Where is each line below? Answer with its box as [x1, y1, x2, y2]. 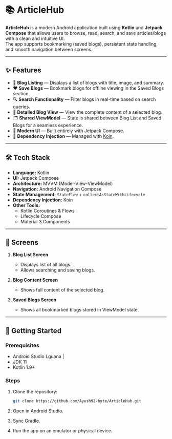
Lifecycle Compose [20, 213, 61, 219]
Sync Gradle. [12, 418, 40, 424]
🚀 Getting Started [5, 326, 62, 335]
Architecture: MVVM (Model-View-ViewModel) [12, 180, 113, 186]
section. [12, 90, 30, 96]
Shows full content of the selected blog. [20, 287, 105, 293]
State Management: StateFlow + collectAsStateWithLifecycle [12, 191, 145, 197]
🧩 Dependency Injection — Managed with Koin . [12, 133, 114, 139]
